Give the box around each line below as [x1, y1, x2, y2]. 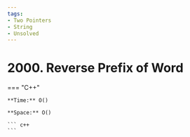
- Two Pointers [7, 17, 52, 24]
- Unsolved [7, 30, 39, 37]
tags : [7, 10, 23, 18]
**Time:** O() [7, 97, 49, 104]
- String [7, 23, 33, 30]
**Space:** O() [7, 110, 52, 117]
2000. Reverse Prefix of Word [7, 60, 184, 76]
